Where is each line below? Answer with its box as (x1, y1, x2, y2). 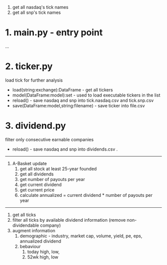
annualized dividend (19, 238, 61, 244)
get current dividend (19, 181, 62, 187)
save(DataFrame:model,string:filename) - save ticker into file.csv (12, 102, 145, 108)
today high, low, (27, 249, 60, 255)
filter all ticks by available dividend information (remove (12, 217, 126, 223)
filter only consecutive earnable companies (5, 136, 94, 142)
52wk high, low (27, 254, 59, 260)
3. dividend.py (5, 120, 66, 131)
